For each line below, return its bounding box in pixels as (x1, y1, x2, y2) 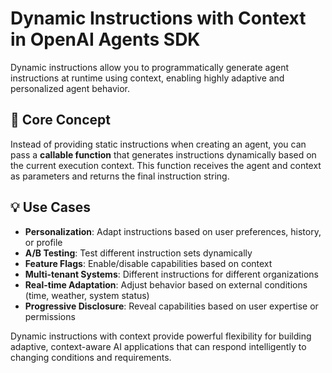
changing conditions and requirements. (10, 351, 172, 363)
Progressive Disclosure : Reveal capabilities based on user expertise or (24, 300, 319, 312)
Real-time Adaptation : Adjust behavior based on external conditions (24, 278, 308, 291)
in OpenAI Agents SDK (10, 28, 201, 51)
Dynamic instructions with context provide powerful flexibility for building (10, 330, 312, 342)
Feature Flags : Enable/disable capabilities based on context (24, 257, 273, 269)
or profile (24, 236, 63, 248)
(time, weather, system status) (24, 289, 150, 301)
